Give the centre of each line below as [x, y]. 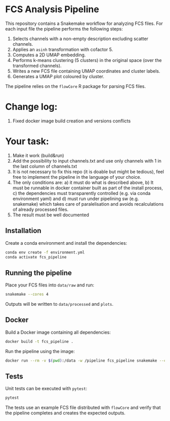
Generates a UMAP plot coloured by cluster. [58, 76]
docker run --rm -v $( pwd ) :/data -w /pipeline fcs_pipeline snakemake [81, 361]
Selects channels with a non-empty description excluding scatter [80, 39]
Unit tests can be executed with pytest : [46, 388]
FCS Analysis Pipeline [52, 9]
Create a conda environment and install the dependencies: [66, 243]
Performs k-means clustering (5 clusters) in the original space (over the [87, 60]
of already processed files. [40, 209]
